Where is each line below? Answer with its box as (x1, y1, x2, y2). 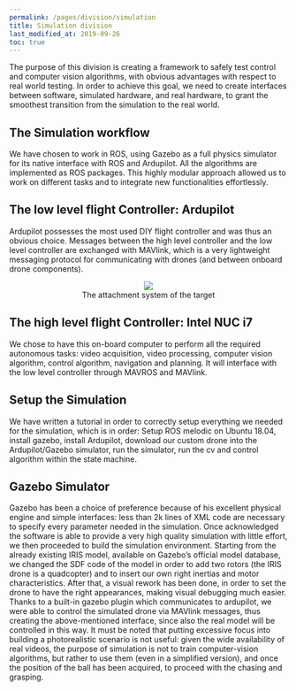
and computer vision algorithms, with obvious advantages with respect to (9, 72, 277, 82)
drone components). (9, 263, 84, 274)
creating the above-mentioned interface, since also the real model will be (9, 616, 276, 626)
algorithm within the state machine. (9, 453, 138, 465)
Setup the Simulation (9, 393, 127, 408)
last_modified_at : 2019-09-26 (9, 29, 121, 38)
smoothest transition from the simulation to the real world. (9, 99, 220, 111)
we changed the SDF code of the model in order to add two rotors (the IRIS (9, 559, 282, 570)
